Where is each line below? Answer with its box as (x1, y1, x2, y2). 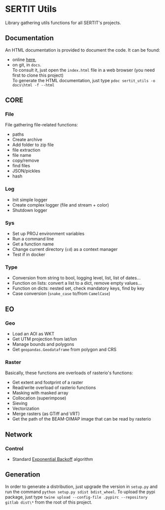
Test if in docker (12, 252, 45, 258)
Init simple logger (12, 197, 48, 203)
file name (12, 152, 32, 158)
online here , (12, 57, 37, 62)
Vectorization (12, 406, 39, 412)
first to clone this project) (12, 72, 64, 78)
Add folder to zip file (12, 142, 54, 148)
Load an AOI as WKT (12, 331, 55, 337)
